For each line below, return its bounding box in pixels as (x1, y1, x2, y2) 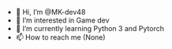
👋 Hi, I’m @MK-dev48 (15, 8, 86, 16)
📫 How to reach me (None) (15, 33, 106, 42)
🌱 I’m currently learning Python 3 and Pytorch (15, 24, 164, 33)
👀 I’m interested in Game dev (15, 16, 110, 25)
